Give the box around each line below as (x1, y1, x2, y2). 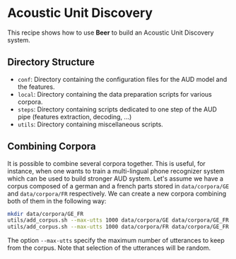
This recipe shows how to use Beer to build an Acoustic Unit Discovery (7, 28, 214, 37)
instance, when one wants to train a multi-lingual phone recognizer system (7, 167, 225, 175)
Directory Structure (7, 56, 95, 68)
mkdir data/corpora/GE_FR (7, 210, 83, 217)
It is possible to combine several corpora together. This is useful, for (7, 159, 206, 167)
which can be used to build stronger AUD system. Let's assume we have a (7, 174, 224, 183)
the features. (17, 83, 55, 91)
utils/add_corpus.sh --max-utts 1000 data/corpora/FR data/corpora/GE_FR (7, 224, 230, 231)
